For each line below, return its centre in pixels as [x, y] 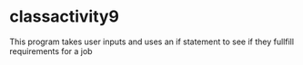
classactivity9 [65, 17]
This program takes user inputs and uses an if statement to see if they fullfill [151, 42]
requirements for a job [51, 51]
